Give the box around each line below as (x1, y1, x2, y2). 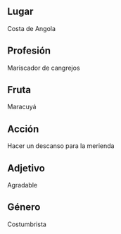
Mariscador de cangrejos (7, 63, 80, 72)
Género (7, 201, 41, 214)
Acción (7, 123, 39, 135)
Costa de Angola (7, 24, 56, 32)
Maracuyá (7, 102, 37, 111)
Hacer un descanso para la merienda (7, 142, 115, 150)
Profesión (7, 45, 51, 57)
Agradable (7, 181, 37, 190)
